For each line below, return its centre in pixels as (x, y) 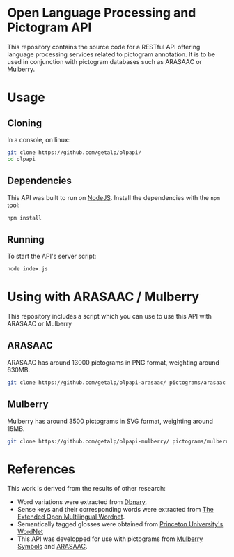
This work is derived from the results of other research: (86, 489)
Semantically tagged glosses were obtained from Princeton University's (120, 524)
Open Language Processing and (102, 13)
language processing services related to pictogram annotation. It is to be (111, 54)
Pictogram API (49, 28)
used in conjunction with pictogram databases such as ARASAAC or (105, 61)
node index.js (28, 269)
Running (26, 239)
